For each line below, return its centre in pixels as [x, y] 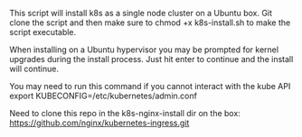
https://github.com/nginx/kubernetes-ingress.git [99, 123]
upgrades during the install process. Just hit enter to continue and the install [151, 59]
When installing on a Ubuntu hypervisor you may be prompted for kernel [144, 50]
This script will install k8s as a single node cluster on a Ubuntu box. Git [141, 13]
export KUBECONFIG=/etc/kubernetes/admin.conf [103, 96]
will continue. [34, 68]
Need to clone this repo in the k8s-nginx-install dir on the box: [125, 113]
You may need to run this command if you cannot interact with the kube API [150, 86]
